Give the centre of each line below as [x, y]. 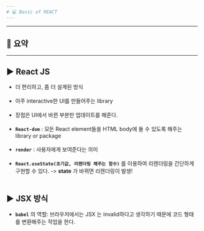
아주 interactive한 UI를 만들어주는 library [64, 101]
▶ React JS [28, 71]
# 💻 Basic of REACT [32, 12]
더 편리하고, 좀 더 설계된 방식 [49, 87]
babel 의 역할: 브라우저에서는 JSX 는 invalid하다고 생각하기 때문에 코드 [99, 214]
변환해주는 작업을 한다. [49, 222]
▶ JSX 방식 [27, 199]
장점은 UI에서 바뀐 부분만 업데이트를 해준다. [66, 115]
